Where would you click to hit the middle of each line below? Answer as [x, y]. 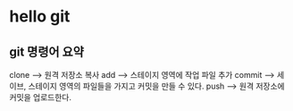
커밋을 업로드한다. [41, 97]
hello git [40, 17]
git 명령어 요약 [47, 51]
